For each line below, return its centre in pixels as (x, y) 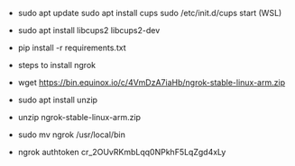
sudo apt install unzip (57, 100)
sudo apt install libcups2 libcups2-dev (89, 30)
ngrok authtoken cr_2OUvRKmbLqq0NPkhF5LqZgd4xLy (122, 152)
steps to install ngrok (57, 65)
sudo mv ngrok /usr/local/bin (72, 135)
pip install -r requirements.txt (72, 48)
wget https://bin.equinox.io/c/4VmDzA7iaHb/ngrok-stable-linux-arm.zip (152, 83)
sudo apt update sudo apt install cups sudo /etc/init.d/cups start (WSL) (150, 13)
